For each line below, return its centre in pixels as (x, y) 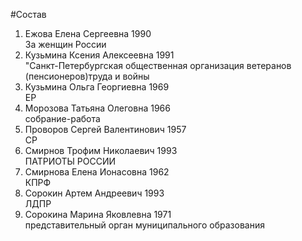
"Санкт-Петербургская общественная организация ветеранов (158, 65)
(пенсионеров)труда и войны (87, 76)
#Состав (28, 14)
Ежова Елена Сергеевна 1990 (88, 33)
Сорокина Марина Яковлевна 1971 (98, 214)
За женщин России (65, 44)
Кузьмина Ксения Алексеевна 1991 (99, 55)
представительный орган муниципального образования (144, 225)
